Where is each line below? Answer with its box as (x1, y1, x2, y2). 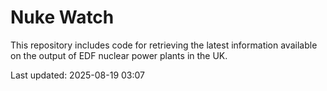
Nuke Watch (10, 6, 115, 29)
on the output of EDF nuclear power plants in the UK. (10, 49, 228, 61)
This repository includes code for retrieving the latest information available (10, 39, 318, 51)
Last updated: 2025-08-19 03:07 (10, 69, 146, 81)
